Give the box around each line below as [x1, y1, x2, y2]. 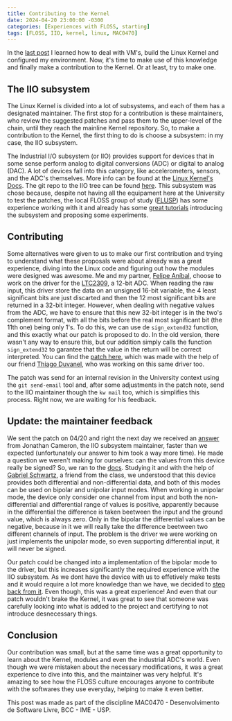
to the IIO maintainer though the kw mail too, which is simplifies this [7, 388, 199, 396]
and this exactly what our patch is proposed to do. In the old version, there [7, 330, 220, 338]
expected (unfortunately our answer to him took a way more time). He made [7, 449, 224, 457]
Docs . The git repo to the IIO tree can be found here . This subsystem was [7, 182, 217, 190]
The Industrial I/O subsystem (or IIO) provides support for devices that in [7, 152, 215, 160]
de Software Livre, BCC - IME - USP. [7, 705, 111, 714]
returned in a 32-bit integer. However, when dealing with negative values [7, 301, 215, 309]
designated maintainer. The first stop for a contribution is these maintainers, [7, 109, 224, 118]
